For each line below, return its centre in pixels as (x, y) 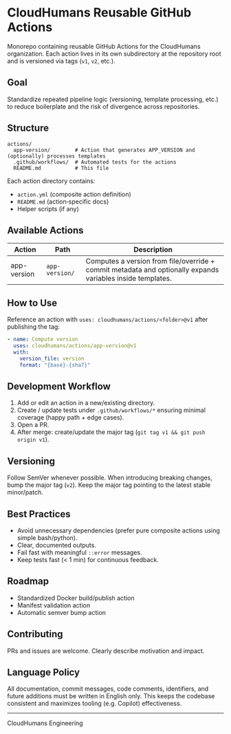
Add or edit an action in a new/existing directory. (86, 403)
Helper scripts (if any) (48, 208)
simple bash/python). (47, 538)
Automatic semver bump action (62, 612)
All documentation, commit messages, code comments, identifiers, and (108, 689)
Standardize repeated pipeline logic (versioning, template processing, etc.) (113, 99)
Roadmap (28, 582)
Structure (28, 128)
